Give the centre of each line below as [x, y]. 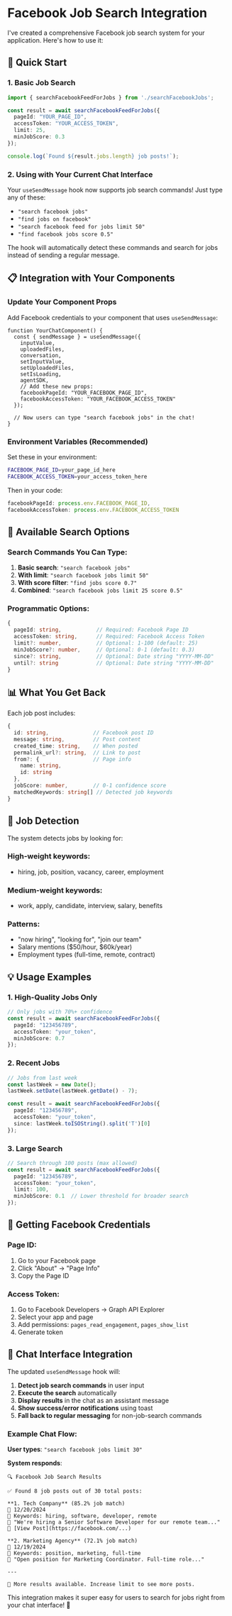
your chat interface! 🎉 [39, 1605]
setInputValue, [43, 361]
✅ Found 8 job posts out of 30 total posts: [75, 1491]
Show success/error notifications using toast [85, 1408]
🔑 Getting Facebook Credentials [79, 1225]
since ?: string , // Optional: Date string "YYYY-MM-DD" [114, 656]
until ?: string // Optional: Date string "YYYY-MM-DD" [114, 663]
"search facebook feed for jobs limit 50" [81, 226]
